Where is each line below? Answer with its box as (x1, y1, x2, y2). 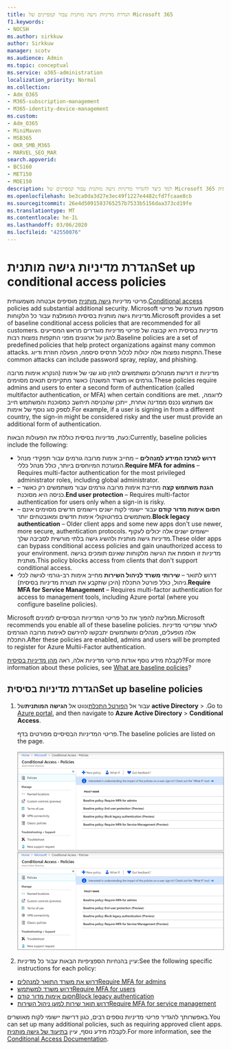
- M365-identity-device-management (7, 105, 109, 113)
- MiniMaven (7, 127, 41, 134)
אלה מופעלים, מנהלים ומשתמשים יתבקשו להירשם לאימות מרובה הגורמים (7, 628, 196, 636)
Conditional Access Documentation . (7, 1035, 109, 1043)
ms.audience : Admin (7, 55, 63, 62)
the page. (16, 737, 45, 745)
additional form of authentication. (7, 420, 102, 428)
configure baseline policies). (16, 600, 98, 608)
